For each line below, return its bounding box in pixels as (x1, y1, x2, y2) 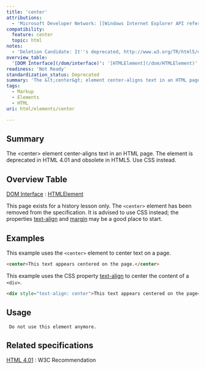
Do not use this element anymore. (9, 324, 97, 330)
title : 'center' (6, 9, 48, 15)
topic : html (12, 37, 43, 43)
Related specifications (6, 340, 93, 351)
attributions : (6, 15, 43, 21)
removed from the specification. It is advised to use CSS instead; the (6, 209, 179, 216)
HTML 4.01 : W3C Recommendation (6, 356, 96, 364)
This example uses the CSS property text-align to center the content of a (6, 272, 189, 279)
